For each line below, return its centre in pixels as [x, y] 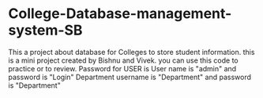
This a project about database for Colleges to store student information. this [131, 52]
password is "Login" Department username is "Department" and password [130, 77]
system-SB [45, 30]
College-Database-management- [120, 14]
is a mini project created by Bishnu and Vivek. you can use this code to [123, 60]
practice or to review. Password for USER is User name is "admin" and [122, 68]
